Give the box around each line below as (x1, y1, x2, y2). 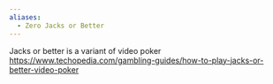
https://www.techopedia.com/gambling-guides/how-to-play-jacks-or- (9, 55, 264, 65)
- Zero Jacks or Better (17, 21, 104, 30)
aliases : (9, 12, 42, 22)
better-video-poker (9, 64, 80, 75)
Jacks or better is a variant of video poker (9, 45, 162, 56)
